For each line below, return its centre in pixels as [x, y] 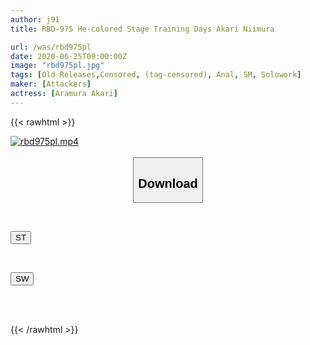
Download [168, 183]
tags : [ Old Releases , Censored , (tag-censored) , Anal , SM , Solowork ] [156, 75]
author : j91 [35, 19]
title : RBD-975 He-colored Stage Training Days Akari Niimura [142, 29]
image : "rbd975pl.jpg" [57, 66]
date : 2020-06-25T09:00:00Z [69, 56]
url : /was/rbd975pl [51, 47]
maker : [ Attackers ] [51, 84]
